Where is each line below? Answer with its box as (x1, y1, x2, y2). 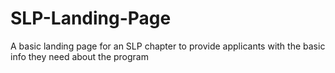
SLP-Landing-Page (10, 7, 172, 30)
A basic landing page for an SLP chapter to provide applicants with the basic (10, 40, 326, 52)
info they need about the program (10, 50, 149, 62)
